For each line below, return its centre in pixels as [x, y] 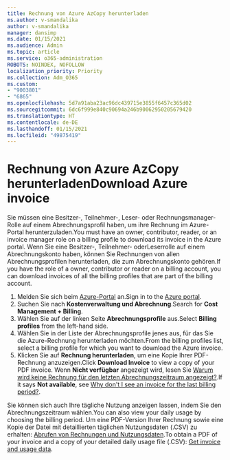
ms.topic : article [33, 52]
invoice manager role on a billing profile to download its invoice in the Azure [114, 240]
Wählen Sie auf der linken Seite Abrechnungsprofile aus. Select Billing [117, 319]
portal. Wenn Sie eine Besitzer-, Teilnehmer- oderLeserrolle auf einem [106, 247]
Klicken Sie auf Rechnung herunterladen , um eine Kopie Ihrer [105, 355]
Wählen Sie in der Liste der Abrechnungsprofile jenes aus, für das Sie [115, 333]
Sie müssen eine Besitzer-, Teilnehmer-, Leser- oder [81, 218]
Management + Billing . [50, 311]
